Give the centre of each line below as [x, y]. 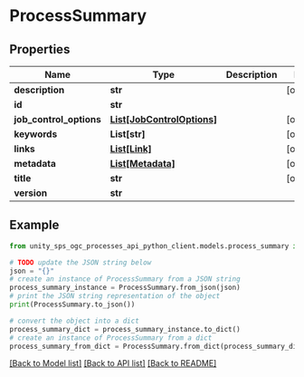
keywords [36, 134]
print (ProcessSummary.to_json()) [72, 304]
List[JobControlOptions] [163, 119]
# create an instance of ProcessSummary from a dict [111, 338]
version [31, 193]
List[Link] [131, 149]
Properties [40, 49]
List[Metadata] [142, 164]
